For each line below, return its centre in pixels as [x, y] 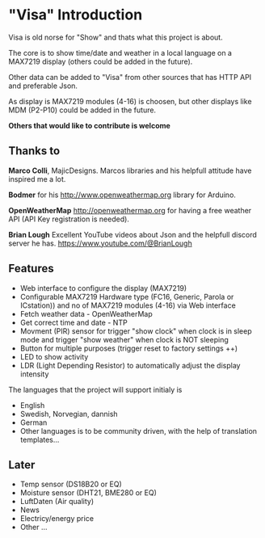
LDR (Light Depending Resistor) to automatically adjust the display [130, 365]
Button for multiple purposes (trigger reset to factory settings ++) [129, 348]
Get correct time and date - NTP [74, 322]
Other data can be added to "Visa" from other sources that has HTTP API [130, 77]
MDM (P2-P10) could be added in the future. [82, 110]
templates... [40, 439]
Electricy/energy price [57, 519]
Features [31, 269]
